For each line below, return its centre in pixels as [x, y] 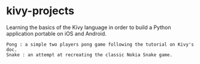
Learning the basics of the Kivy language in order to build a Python [89, 27]
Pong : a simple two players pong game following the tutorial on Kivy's [100, 44]
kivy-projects [40, 11]
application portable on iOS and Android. [56, 33]
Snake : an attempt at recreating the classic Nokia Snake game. [89, 55]
